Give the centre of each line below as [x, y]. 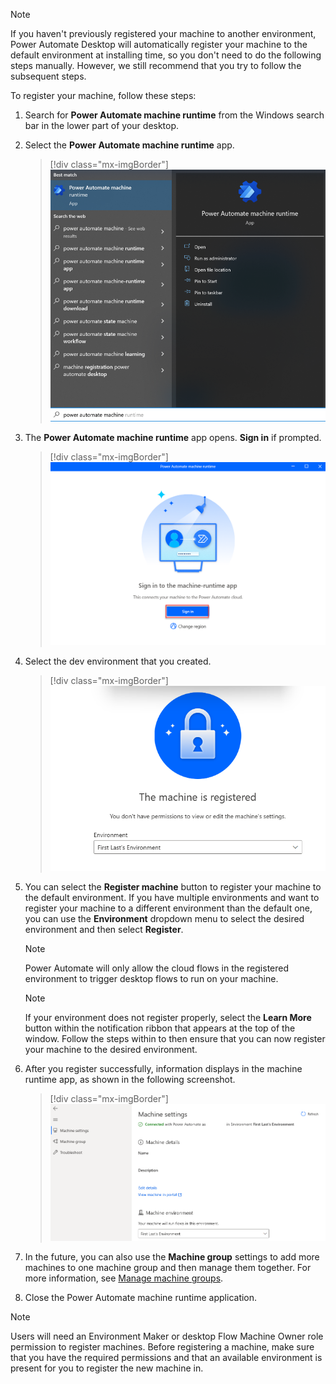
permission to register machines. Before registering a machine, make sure [162, 1347]
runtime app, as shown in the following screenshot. [130, 1080]
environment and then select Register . [104, 930]
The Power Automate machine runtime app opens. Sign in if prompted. [173, 437]
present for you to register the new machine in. [107, 1368]
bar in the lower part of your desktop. [102, 125]
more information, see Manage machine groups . [124, 1278]
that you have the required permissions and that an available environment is [166, 1358]
